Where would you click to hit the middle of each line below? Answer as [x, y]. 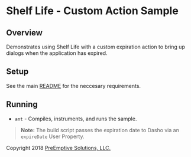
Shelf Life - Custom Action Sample [92, 11]
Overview [25, 33]
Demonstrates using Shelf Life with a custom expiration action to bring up [96, 47]
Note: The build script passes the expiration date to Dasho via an [100, 130]
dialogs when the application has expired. [57, 53]
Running [22, 104]
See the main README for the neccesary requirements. [73, 86]
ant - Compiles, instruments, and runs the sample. [76, 119]
